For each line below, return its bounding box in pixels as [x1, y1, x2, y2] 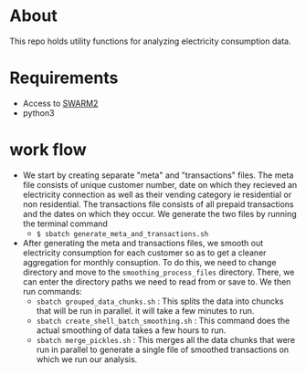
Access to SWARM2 [22, 98, 99, 109]
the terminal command [22, 218, 108, 229]
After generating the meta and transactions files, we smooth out [22, 237, 264, 248]
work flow [9, 140, 87, 161]
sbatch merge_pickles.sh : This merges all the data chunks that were [36, 334, 295, 345]
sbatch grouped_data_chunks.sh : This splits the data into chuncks [36, 296, 284, 306]
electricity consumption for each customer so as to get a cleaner [22, 247, 267, 258]
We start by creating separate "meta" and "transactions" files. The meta [22, 170, 294, 181]
